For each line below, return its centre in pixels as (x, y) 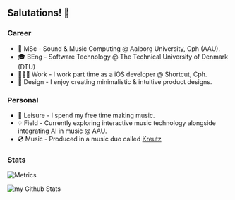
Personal (23, 100)
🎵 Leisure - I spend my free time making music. (86, 115)
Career (19, 33)
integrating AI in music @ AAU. (62, 131)
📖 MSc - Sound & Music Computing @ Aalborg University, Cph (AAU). (119, 48)
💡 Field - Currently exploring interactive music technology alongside (117, 123)
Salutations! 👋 (39, 13)
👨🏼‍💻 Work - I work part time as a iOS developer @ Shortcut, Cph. (112, 74)
